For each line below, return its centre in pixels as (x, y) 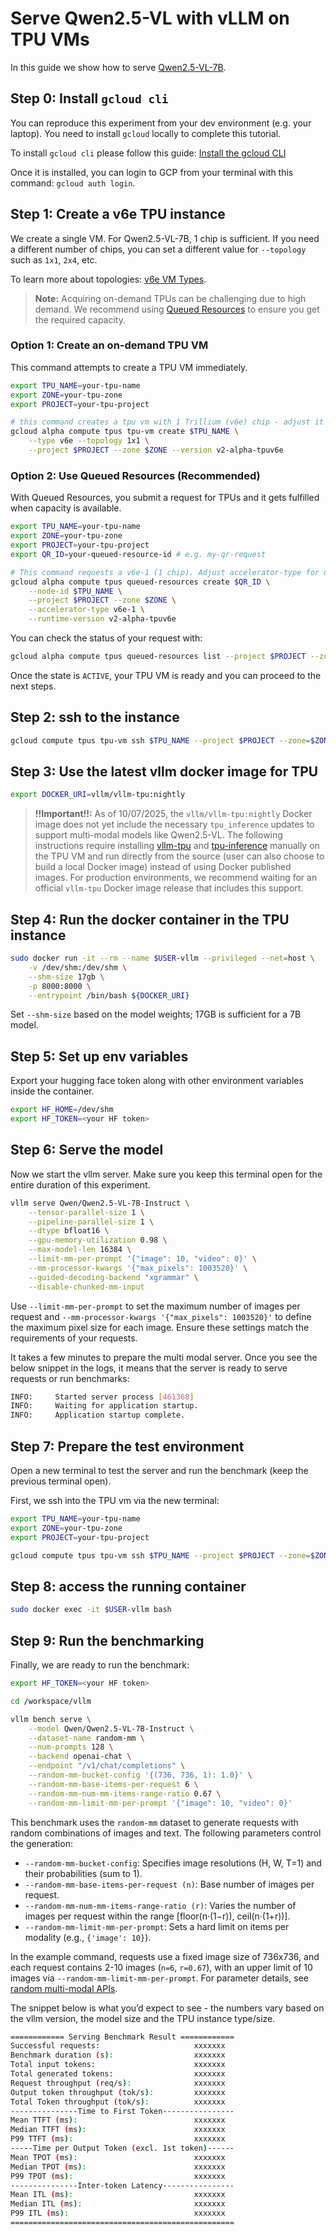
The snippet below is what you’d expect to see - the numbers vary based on (167, 2008)
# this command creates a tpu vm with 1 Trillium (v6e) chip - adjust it (167, 422)
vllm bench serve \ (51, 1719)
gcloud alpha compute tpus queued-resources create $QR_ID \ (140, 582)
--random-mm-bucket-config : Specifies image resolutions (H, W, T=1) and (173, 1863)
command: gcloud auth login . (73, 183)
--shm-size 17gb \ (66, 977)
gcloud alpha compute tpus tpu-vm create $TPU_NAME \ (125, 432)
